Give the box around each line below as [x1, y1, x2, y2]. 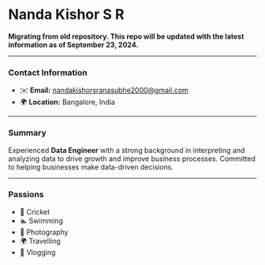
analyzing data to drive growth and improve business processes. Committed [8, 154, 256, 163]
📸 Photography [19, 227, 69, 237]
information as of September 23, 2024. [8, 39, 139, 49]
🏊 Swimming [19, 215, 63, 226]
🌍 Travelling [19, 236, 61, 245]
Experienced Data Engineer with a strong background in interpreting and [8, 145, 245, 155]
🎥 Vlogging [19, 247, 56, 257]
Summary [8, 128, 47, 139]
